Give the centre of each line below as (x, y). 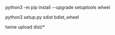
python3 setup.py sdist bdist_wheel (42, 17)
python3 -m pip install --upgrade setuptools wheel (58, 7)
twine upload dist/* (25, 27)
